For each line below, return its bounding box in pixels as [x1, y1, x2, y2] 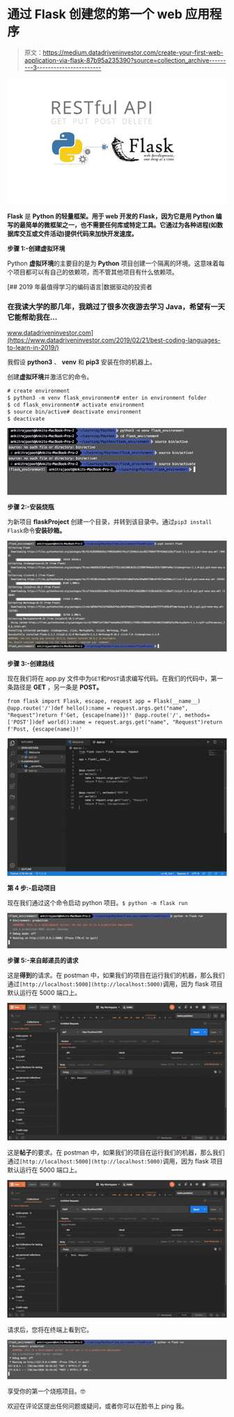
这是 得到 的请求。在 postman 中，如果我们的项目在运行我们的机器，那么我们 [7, 971, 225, 979]
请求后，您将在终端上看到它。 [7, 1325, 93, 1334]
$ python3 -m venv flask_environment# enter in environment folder [7, 394, 208, 402]
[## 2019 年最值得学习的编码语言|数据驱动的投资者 [7, 282, 153, 291]
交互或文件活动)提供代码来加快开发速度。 [19, 229, 138, 237]
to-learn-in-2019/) [7, 343, 59, 351]
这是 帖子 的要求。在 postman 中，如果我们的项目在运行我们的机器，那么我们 [7, 1148, 225, 1157]
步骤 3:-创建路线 [7, 659, 54, 668]
